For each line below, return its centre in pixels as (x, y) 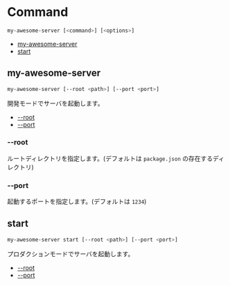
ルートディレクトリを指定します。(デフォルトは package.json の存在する (110, 158)
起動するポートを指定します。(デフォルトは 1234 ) (77, 201)
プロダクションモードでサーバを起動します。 (71, 253)
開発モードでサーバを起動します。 (55, 103)
